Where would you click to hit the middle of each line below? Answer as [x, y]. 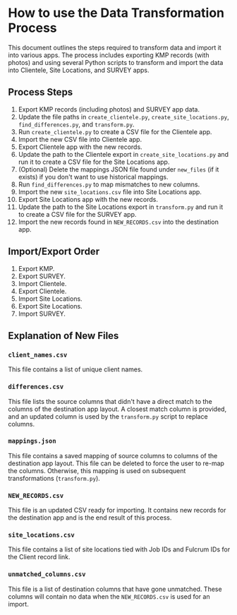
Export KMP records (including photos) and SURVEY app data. [109, 109]
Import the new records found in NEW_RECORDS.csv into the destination [119, 222]
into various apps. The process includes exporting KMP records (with [109, 55]
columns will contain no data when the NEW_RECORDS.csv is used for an [109, 596]
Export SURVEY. [42, 276]
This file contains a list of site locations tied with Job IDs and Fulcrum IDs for [119, 549]
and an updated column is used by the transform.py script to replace [108, 416]
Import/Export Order [54, 252]
